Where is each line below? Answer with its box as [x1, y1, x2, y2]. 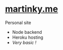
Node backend [12, 29, 42, 35]
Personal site [5, 20, 31, 25]
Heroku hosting [12, 34, 43, 40]
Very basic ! [12, 39, 37, 45]
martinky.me [5, 3, 58, 15]
